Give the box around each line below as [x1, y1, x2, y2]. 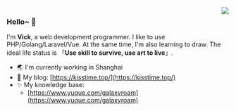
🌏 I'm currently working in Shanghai [16, 63, 123, 72]
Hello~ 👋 [6, 17, 37, 27]
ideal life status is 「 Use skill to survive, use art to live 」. [6, 48, 173, 57]
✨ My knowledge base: [16, 81, 85, 89]
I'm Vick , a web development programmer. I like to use [6, 33, 166, 41]
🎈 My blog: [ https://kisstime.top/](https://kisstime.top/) [16, 73, 176, 81]
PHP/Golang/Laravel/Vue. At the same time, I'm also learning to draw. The [6, 40, 221, 48]
